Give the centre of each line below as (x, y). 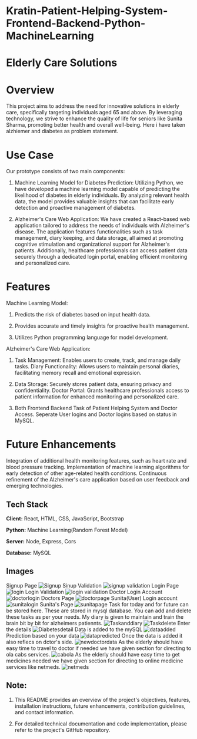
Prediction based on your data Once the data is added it (94, 635)
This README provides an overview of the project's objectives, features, (103, 700)
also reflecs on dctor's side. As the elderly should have (95, 642)
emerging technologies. (35, 486)
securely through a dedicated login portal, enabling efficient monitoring (101, 257)
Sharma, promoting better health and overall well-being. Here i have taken (96, 125)
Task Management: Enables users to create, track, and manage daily (98, 360)
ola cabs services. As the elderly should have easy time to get (93, 654)
